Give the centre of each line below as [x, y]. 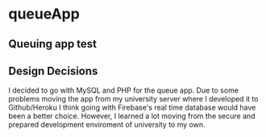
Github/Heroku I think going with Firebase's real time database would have [132, 108]
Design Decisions [53, 71]
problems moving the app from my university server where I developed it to [133, 99]
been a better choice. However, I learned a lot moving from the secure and [132, 116]
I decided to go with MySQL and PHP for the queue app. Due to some [124, 90]
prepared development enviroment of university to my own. [107, 125]
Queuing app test [53, 44]
